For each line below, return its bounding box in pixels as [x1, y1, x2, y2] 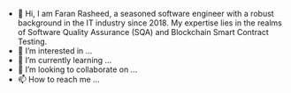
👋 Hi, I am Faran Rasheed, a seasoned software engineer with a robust [17, 9, 274, 18]
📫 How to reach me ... [17, 75, 100, 84]
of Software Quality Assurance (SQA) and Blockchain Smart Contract [17, 27, 270, 37]
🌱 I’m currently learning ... [17, 55, 112, 65]
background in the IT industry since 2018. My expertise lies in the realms [17, 18, 283, 28]
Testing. [17, 36, 48, 46]
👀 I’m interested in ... [17, 46, 93, 56]
